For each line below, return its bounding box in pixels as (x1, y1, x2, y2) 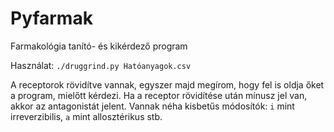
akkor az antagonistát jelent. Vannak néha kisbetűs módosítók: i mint (10, 100, 295, 112)
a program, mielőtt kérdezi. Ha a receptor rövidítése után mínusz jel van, (10, 89, 308, 101)
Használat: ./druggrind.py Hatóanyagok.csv (10, 59, 192, 71)
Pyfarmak (10, 7, 93, 30)
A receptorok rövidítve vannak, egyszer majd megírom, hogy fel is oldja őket (10, 78, 325, 91)
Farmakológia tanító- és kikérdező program (10, 40, 188, 52)
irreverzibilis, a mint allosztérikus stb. (10, 110, 163, 122)
